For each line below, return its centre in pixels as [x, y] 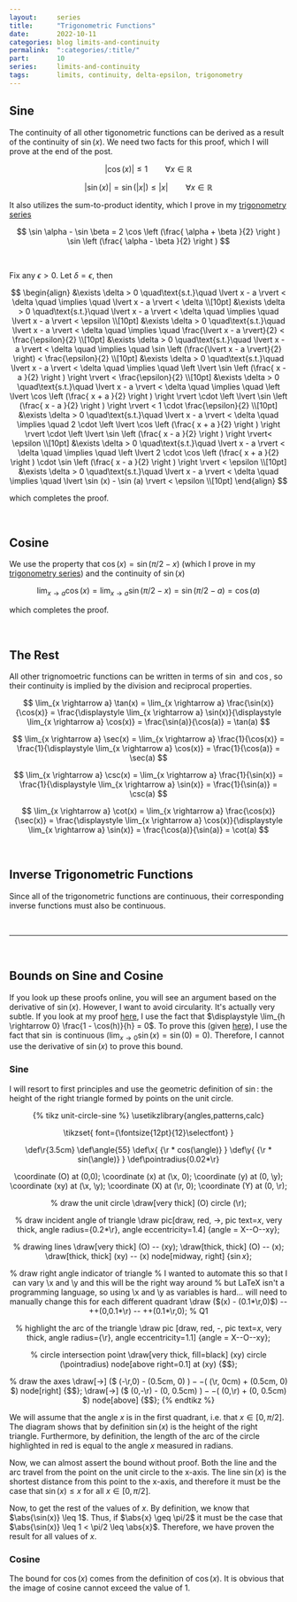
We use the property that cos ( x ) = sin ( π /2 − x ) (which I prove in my [133, 564]
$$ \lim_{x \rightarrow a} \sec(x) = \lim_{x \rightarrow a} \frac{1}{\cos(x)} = [148, 739]
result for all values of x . [53, 1536]
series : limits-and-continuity [75, 67]
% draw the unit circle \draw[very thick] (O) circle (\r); [148, 1202]
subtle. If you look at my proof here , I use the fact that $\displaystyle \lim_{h [147, 1016]
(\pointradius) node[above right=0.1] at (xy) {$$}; [148, 1364]
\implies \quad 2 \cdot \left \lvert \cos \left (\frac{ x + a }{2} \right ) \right [148, 424]
